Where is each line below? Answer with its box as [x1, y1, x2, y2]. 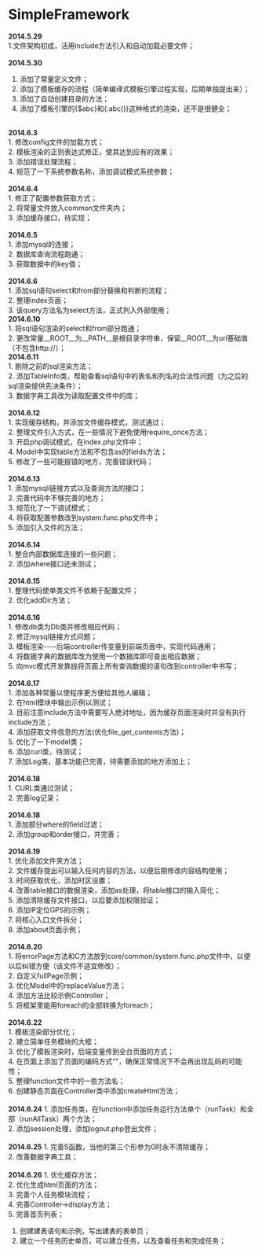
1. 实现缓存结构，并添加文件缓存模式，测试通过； [8, 417, 166, 426]
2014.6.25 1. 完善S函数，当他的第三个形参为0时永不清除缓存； [8, 1142, 210, 1152]
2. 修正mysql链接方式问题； [8, 632, 98, 641]
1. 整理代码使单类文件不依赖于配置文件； [8, 585, 139, 595]
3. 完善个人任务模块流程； [8, 1189, 93, 1199]
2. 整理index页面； [8, 295, 69, 304]
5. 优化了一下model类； [8, 737, 85, 746]
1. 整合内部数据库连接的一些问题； [8, 549, 118, 558]
